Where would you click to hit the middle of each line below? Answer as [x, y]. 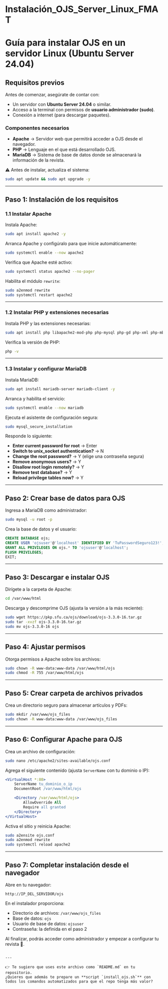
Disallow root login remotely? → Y [48, 467]
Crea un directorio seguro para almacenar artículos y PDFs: [66, 705]
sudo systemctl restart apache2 [39, 295]
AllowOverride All [42, 803]
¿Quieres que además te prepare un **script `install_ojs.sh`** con [78, 977]
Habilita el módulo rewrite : [33, 281]
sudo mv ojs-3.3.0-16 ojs [32, 626]
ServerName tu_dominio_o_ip [43, 784]
